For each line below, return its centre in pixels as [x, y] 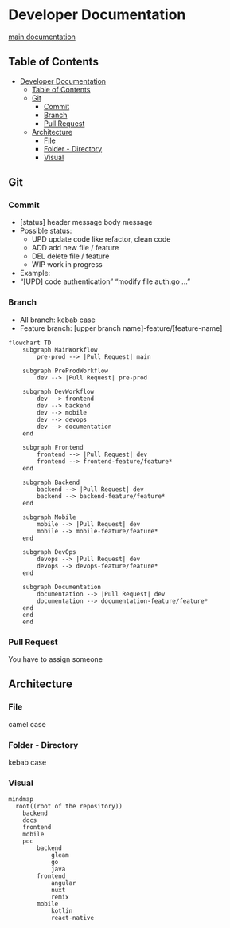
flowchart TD [30, 343]
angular [64, 883]
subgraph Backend [51, 482]
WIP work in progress [67, 265]
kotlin [62, 911]
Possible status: [46, 231]
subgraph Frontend [53, 447]
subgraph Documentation [62, 587]
